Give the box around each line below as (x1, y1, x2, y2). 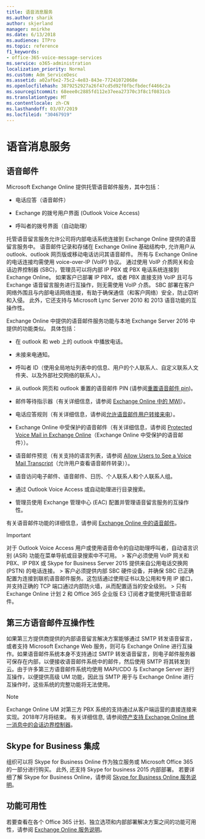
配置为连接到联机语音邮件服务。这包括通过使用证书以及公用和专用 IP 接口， (6, 575, 196, 582)
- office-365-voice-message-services (6, 55, 103, 61)
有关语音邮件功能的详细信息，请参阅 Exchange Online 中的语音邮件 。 (6, 519, 180, 527)
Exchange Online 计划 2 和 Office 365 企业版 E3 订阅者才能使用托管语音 (6, 590, 187, 598)
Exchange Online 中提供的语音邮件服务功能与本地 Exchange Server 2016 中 (6, 317, 196, 325)
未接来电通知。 (15, 351, 53, 358)
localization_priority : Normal (6, 66, 86, 72)
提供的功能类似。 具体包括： (6, 325, 77, 333)
